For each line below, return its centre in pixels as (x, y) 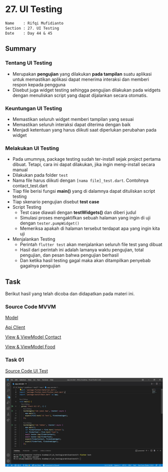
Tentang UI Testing (29, 63)
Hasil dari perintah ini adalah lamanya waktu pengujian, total (82, 250)
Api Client (15, 327)
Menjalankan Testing (34, 239)
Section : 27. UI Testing (32, 28)
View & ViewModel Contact (33, 337)
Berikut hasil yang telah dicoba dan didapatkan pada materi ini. (70, 294)
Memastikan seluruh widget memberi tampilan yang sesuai (73, 119)
